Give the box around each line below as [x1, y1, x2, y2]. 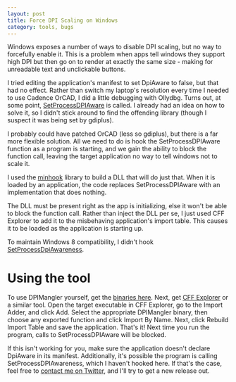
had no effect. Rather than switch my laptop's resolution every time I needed [7, 86, 229, 95]
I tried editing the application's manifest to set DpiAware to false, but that [7, 79, 219, 87]
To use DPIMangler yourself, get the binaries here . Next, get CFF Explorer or [7, 293, 229, 302]
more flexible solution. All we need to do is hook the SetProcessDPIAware [7, 137, 221, 146]
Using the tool [7, 270, 91, 286]
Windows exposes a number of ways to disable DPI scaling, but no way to [7, 43, 222, 51]
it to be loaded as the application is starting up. [7, 224, 144, 233]
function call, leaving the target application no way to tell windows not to [7, 152, 218, 160]
